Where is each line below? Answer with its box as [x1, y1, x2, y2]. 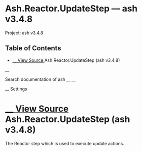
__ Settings [5, 86, 27, 92]
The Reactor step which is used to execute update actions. [5, 140, 125, 146]
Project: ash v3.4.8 [5, 30, 43, 36]
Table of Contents [5, 44, 62, 52]
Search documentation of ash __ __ [5, 76, 75, 82]
